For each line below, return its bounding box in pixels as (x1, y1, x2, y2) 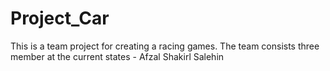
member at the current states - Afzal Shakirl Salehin (10, 50, 225, 62)
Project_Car (10, 7, 110, 30)
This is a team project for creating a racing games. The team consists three (10, 40, 320, 52)
